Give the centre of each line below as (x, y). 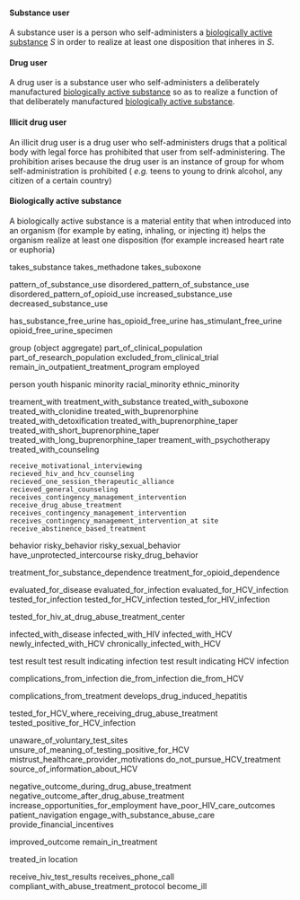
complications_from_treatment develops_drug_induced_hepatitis (128, 695)
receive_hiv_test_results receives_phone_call (92, 877)
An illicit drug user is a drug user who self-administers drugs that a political (148, 142)
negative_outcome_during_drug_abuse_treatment (100, 786)
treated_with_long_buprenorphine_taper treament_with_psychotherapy (140, 439)
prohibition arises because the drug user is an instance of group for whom (147, 161)
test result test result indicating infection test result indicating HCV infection (149, 661)
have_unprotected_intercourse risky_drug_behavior (104, 555)
